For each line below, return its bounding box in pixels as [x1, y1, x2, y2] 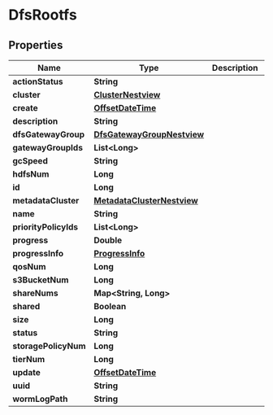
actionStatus [12, 76, 63, 87]
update [12, 367, 41, 378]
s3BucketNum [12, 274, 69, 286]
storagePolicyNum [12, 340, 86, 352]
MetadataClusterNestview [93, 195, 199, 206]
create [12, 103, 38, 113]
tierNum [12, 354, 45, 365]
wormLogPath [12, 393, 68, 404]
